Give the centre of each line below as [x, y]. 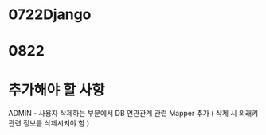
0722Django [50, 15]
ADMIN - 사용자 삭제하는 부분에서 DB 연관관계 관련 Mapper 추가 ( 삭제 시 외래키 [133, 114]
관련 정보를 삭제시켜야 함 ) [49, 123]
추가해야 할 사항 [57, 90]
